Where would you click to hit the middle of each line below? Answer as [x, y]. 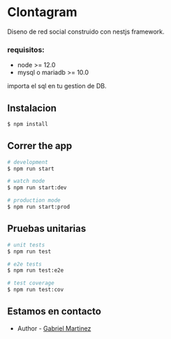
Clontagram [43, 12]
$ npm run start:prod [39, 207]
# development [28, 162]
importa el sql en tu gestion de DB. [57, 86]
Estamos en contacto [54, 311]
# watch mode [26, 181]
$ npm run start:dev [37, 188]
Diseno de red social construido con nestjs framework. [86, 32]
